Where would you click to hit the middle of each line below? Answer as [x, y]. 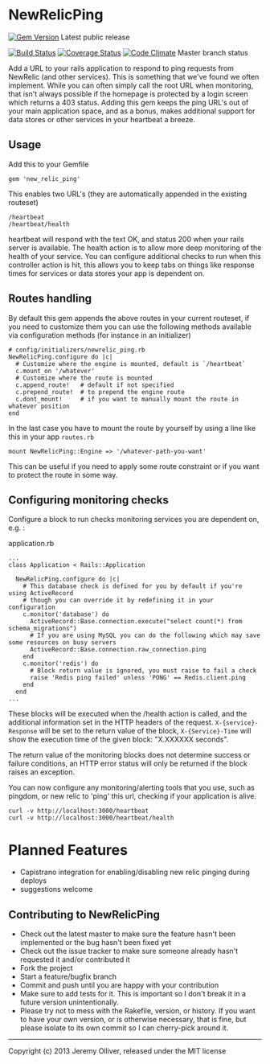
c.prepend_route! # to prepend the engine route [100, 392]
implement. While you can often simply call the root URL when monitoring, [131, 85]
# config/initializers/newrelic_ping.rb [77, 350]
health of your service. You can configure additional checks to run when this [135, 256]
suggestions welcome [56, 889]
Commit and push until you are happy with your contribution [119, 985]
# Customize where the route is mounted [84, 378]
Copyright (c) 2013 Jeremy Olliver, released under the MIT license [117, 1051]
